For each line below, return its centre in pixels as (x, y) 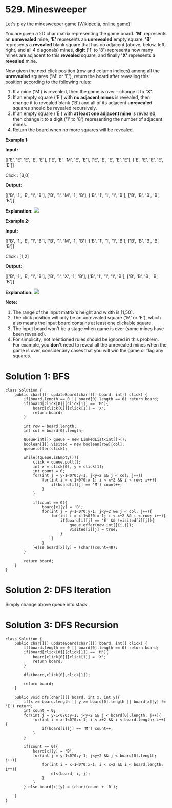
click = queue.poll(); (57, 462)
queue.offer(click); (46, 448)
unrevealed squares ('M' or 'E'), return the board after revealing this (77, 76)
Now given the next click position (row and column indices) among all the (83, 71)
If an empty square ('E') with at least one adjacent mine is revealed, (85, 113)
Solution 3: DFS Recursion (62, 625)
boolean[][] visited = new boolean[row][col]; (74, 444)
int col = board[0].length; (53, 430)
